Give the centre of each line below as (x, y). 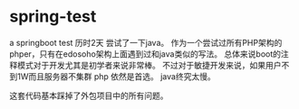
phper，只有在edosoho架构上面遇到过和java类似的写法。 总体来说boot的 (145, 54)
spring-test (53, 17)
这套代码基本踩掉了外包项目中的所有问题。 (89, 95)
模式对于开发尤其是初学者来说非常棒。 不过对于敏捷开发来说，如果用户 (149, 65)
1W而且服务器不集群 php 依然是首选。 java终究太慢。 (116, 76)
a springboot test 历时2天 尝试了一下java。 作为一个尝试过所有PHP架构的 (146, 42)
